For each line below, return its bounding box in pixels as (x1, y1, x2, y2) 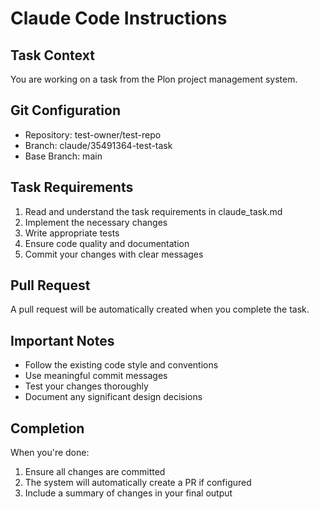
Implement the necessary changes (24, 216, 168, 228)
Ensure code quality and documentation (24, 237, 190, 249)
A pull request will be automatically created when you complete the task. (10, 303, 310, 316)
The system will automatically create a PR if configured (24, 477, 252, 489)
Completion (10, 420, 85, 437)
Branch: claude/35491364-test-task (24, 139, 173, 151)
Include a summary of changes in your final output (24, 487, 233, 499)
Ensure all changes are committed (24, 466, 166, 478)
